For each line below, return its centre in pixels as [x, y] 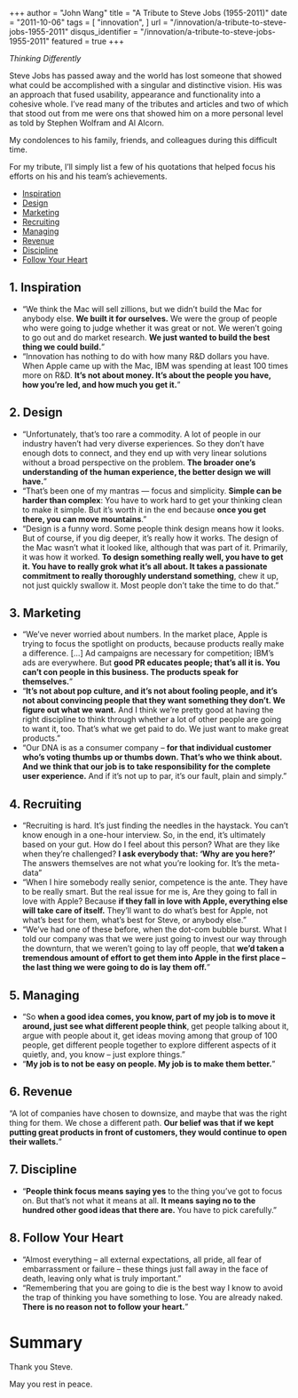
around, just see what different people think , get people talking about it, [155, 1026]
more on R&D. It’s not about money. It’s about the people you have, [147, 375]
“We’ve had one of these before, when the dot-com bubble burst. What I [154, 929]
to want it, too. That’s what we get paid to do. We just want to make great [155, 729]
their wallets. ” [35, 1141]
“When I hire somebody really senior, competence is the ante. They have [155, 882]
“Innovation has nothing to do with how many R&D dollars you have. [146, 356]
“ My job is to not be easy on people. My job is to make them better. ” [149, 1064]
